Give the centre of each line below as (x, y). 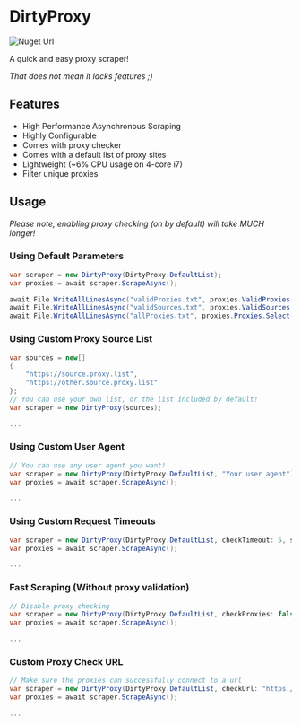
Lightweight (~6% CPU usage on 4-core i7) (103, 164)
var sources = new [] (48, 358)
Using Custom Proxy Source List (81, 339)
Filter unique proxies (60, 173)
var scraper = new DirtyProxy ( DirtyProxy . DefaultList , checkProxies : (142, 615)
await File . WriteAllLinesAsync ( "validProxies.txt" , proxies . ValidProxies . (152, 299)
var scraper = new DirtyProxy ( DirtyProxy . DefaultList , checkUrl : (133, 689)
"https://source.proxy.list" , (82, 374)
